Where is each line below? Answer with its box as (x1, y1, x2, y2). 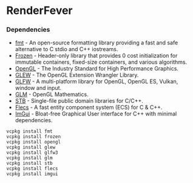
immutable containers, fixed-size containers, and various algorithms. (15, 58, 187, 66)
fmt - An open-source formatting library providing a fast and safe (15, 39, 178, 46)
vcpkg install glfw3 (6, 150, 59, 156)
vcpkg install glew (6, 144, 56, 151)
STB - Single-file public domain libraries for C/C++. (15, 97, 144, 105)
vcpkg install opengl (6, 139, 61, 145)
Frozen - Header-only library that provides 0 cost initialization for (15, 52, 178, 60)
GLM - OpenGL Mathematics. (15, 91, 89, 98)
